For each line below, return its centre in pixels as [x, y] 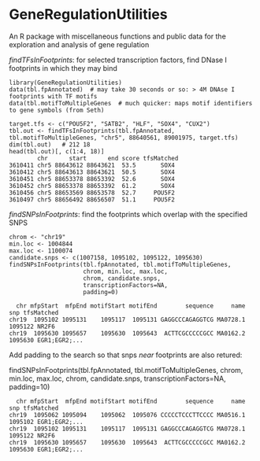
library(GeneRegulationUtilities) [66, 83]
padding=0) [101, 292]
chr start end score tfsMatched [108, 158]
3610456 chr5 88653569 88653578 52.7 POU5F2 [92, 193]
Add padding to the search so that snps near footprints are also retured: [126, 355]
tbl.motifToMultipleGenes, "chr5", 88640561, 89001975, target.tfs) [124, 138]
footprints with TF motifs [53, 96]
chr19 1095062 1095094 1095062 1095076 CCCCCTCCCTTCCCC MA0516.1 [127, 415]
